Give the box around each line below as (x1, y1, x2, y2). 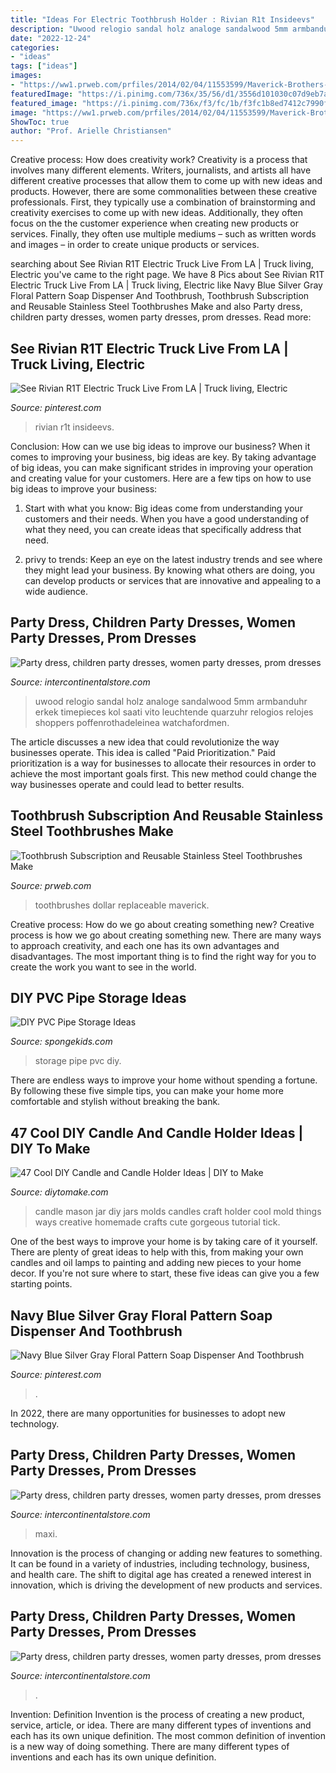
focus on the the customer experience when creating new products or (10, 217, 299, 230)
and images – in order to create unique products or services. (10, 239, 260, 251)
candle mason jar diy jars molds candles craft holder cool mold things (34, 1206, 322, 1218)
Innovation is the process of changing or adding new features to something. (10, 1547, 323, 1559)
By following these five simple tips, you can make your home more (10, 1085, 284, 1097)
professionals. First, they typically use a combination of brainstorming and (10, 196, 316, 208)
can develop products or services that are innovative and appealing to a (24, 574, 322, 586)
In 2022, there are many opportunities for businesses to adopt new (10, 1407, 286, 1419)
